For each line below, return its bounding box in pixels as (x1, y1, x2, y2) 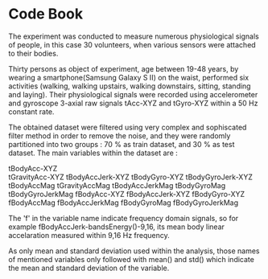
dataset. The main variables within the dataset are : (8, 148, 179, 158)
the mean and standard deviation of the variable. (8, 263, 170, 273)
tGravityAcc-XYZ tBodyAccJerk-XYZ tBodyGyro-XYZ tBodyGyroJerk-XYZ (8, 172, 254, 182)
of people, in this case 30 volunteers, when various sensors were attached (8, 39, 256, 49)
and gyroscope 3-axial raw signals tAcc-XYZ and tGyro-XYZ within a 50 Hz (8, 98, 258, 108)
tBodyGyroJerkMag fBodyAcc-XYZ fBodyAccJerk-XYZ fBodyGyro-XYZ (8, 189, 245, 199)
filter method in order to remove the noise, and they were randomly (8, 130, 231, 141)
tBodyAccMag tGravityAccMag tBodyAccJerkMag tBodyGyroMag (8, 180, 226, 190)
